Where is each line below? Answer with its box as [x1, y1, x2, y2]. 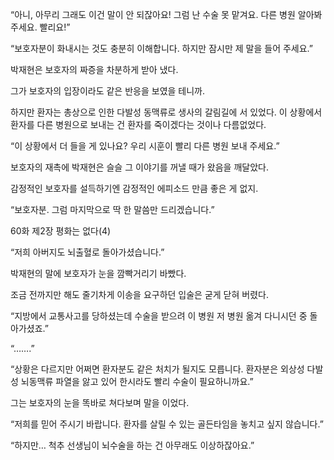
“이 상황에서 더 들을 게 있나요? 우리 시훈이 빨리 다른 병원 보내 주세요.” [10, 140, 280, 152]
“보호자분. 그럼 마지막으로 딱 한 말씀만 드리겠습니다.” [10, 204, 215, 215]
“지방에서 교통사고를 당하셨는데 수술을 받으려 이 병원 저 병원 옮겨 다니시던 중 [10, 310, 308, 322]
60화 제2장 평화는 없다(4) [10, 225, 112, 237]
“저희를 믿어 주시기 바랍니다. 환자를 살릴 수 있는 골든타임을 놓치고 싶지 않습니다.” [10, 418, 324, 430]
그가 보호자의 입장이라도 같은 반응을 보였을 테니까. [10, 85, 206, 97]
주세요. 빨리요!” [10, 21, 71, 33]
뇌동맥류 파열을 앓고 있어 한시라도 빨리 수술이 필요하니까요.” [20, 376, 254, 387]
